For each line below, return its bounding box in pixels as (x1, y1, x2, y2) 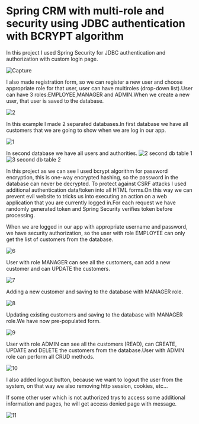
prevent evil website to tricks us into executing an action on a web (6, 192, 168, 200)
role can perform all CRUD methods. (6, 353, 95, 360)
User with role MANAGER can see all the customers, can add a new (6, 258, 171, 265)
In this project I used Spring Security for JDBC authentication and (6, 49, 166, 56)
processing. (6, 211, 36, 219)
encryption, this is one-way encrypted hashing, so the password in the (6, 173, 179, 181)
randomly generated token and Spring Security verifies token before (6, 205, 173, 212)
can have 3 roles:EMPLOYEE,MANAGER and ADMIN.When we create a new (6, 91, 190, 98)
